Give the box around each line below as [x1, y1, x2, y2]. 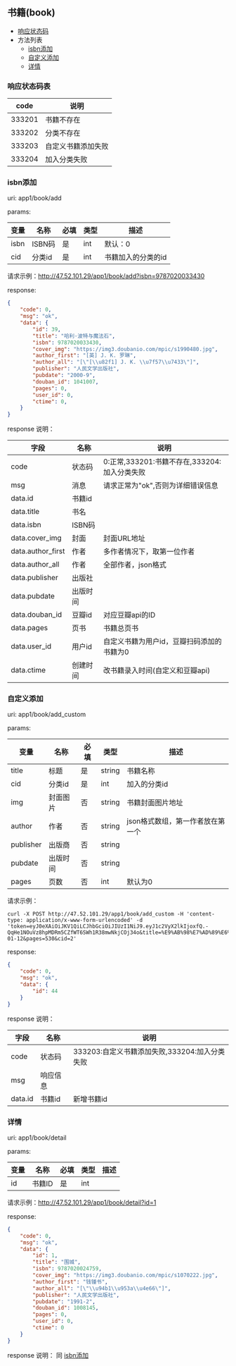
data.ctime [11, 665, 46, 675]
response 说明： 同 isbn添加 [7, 1350, 89, 1359]
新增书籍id [72, 1094, 107, 1104]
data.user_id [11, 641, 52, 651]
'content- [186, 911, 216, 918]
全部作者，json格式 [103, 560, 166, 570]
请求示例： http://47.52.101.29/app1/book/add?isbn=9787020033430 [7, 272, 205, 281]
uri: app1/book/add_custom [7, 710, 86, 719]
